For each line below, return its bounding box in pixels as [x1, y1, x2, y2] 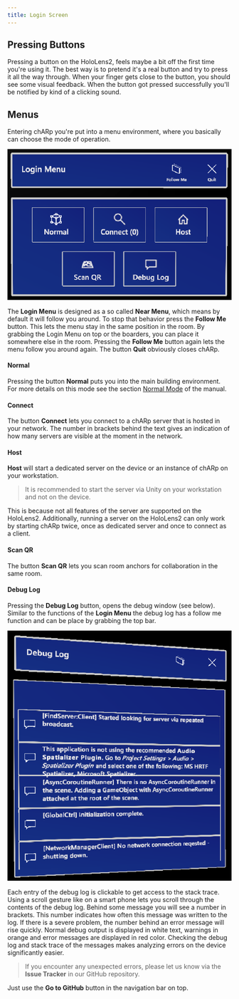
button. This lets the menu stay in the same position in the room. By [7, 322, 205, 330]
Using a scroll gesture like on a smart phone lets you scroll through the [7, 896, 215, 904]
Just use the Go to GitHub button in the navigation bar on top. [7, 983, 188, 993]
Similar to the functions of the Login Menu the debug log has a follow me [7, 609, 222, 617]
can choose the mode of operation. [7, 135, 111, 144]
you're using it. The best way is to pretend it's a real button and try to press [7, 65, 228, 74]
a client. [7, 529, 31, 538]
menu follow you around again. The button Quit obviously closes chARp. [7, 345, 220, 353]
